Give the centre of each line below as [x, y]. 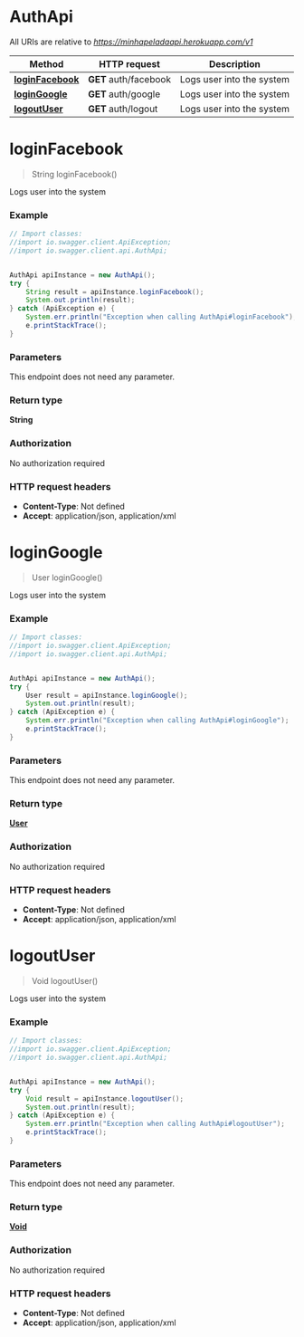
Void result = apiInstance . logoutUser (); [104, 1098]
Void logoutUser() [65, 980]
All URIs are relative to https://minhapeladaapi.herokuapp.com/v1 [131, 42]
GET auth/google [124, 94]
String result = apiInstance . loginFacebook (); [115, 291]
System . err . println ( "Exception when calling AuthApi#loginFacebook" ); [161, 317]
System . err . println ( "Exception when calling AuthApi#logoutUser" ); [155, 1124]
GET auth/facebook [129, 79]
